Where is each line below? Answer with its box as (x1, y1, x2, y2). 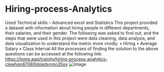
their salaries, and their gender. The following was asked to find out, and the (5, 30, 159, 36)
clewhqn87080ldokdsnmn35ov (5, 61, 68, 67)
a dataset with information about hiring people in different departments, (5, 24, 150, 30)
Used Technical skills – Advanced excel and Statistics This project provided (5, 20, 158, 25)
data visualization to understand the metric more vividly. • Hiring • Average (5, 40, 157, 46)
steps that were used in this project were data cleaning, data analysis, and (5, 35, 155, 41)
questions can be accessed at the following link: (5, 50, 103, 57)
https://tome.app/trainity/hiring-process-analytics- (5, 56, 108, 62)
